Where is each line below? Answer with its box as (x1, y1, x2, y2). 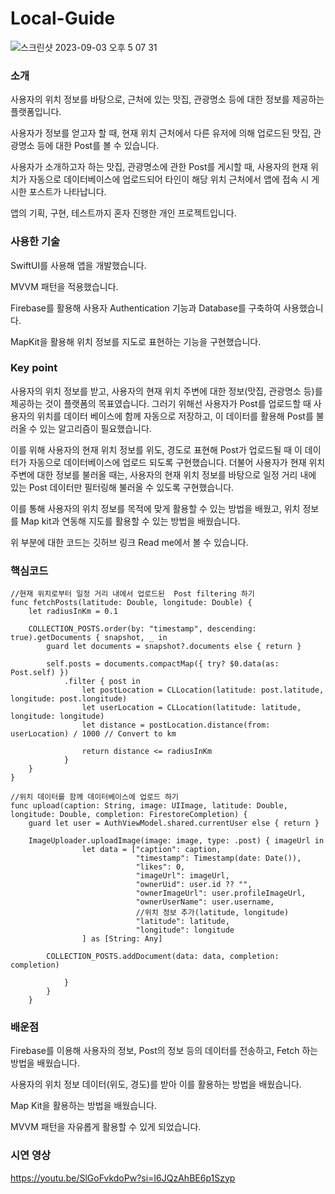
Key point (10, 361, 58, 375)
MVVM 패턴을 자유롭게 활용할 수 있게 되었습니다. (10, 1121, 202, 1133)
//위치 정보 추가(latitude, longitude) (135, 908, 290, 918)
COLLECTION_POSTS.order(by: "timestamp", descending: (28, 624, 257, 634)
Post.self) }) (10, 668, 70, 678)
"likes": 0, (135, 862, 186, 872)
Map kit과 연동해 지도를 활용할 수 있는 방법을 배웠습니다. (20, 515, 241, 527)
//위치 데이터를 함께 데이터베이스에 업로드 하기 (10, 792, 179, 802)
